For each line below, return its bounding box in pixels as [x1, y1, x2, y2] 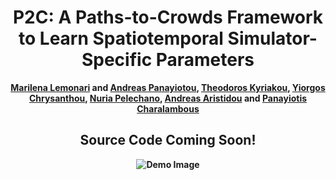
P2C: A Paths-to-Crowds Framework [12, 6, 324, 29]
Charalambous [136, 102, 200, 115]
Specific [81, 49, 153, 71]
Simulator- [227, 27, 318, 50]
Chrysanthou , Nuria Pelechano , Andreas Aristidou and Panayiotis [28, 92, 308, 104]
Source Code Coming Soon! [79, 132, 257, 149]
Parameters [155, 49, 255, 71]
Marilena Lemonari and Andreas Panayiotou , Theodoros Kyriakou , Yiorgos [10, 81, 326, 93]
